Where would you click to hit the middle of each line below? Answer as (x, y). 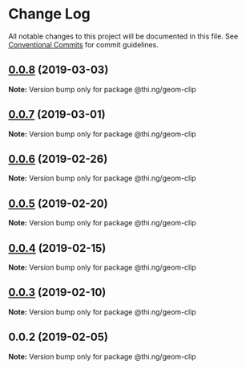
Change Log (49, 14)
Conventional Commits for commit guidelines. (83, 44)
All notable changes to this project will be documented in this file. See (123, 36)
